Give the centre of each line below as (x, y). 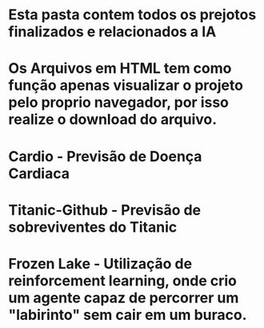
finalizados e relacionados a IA (112, 32)
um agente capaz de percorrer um (124, 298)
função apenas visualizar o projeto (126, 85)
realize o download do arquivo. (113, 120)
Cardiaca (39, 173)
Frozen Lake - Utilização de (100, 263)
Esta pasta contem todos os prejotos (132, 15)
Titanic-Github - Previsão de (105, 210)
